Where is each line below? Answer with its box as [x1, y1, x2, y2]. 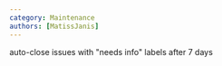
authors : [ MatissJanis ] [9, 22, 100, 31]
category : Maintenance [9, 13, 95, 23]
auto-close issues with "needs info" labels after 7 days [9, 46, 213, 57]
